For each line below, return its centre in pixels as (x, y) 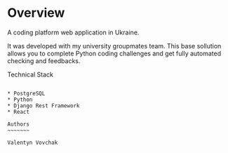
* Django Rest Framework (43, 106)
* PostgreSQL (26, 93)
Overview (36, 13)
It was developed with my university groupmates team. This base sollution (114, 46)
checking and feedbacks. (44, 60)
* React (19, 112)
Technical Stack (31, 74)
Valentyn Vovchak (33, 142)
